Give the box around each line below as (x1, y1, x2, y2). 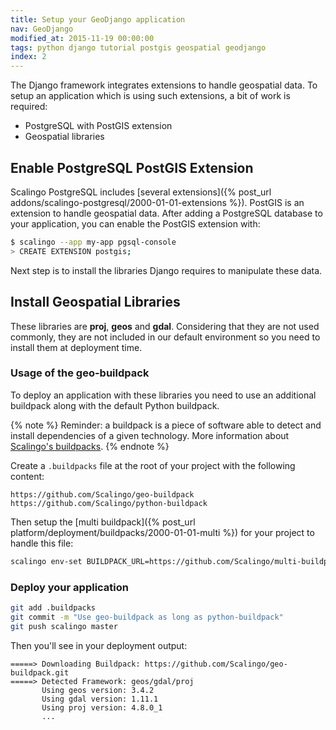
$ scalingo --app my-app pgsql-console (10, 237, 177, 247)
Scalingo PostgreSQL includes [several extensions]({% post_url (10, 186, 272, 198)
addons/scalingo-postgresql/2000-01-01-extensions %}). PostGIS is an (10, 196, 305, 208)
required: (10, 101, 48, 113)
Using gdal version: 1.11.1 (41, 694, 159, 704)
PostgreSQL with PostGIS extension (24, 120, 173, 132)
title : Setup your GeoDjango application (10, 14, 186, 25)
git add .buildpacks (10, 602, 97, 613)
